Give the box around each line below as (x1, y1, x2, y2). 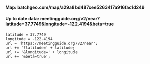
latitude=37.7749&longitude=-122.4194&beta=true (5, 21, 114, 27)
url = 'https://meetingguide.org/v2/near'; (5, 41, 98, 46)
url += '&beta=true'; (5, 54, 51, 59)
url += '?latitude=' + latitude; (5, 45, 76, 50)
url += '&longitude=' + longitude (5, 49, 78, 55)
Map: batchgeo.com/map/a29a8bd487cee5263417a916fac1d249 (5, 4, 145, 10)
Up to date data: (5, 16, 39, 22)
